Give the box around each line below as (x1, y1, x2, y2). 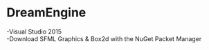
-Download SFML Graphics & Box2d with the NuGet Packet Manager (6, 34, 202, 42)
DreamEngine (6, 5, 87, 21)
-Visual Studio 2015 (6, 27, 62, 36)
